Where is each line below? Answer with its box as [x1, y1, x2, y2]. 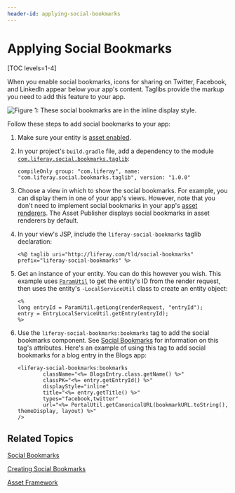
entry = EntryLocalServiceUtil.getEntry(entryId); [17, 310, 169, 317]
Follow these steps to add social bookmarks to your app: [7, 119, 170, 128]
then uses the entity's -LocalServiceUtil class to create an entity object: [17, 284, 228, 292]
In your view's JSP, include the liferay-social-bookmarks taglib [17, 230, 201, 238]
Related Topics [7, 433, 74, 445]
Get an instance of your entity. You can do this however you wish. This [17, 269, 222, 277]
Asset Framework [7, 478, 58, 487]
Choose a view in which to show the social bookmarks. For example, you [17, 186, 228, 195]
